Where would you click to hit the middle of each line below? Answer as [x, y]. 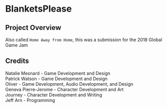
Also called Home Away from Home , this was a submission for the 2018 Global [84, 40]
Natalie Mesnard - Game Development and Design [58, 73]
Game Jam [16, 45]
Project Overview [33, 28]
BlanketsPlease [39, 9]
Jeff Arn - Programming [30, 100]
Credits [17, 61]
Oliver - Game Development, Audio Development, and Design [69, 84]
